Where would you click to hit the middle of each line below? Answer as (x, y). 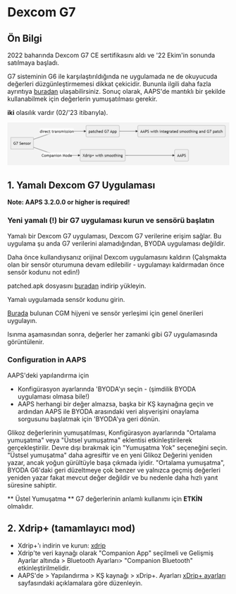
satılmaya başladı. (33, 63)
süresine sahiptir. (32, 485)
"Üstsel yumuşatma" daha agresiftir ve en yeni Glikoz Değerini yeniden (110, 455)
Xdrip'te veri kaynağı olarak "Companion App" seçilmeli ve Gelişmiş (115, 553)
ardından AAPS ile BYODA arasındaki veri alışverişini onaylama (108, 411)
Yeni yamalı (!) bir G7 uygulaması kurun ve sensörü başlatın (111, 221)
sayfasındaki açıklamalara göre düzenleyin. (80, 583)
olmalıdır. (20, 506)
